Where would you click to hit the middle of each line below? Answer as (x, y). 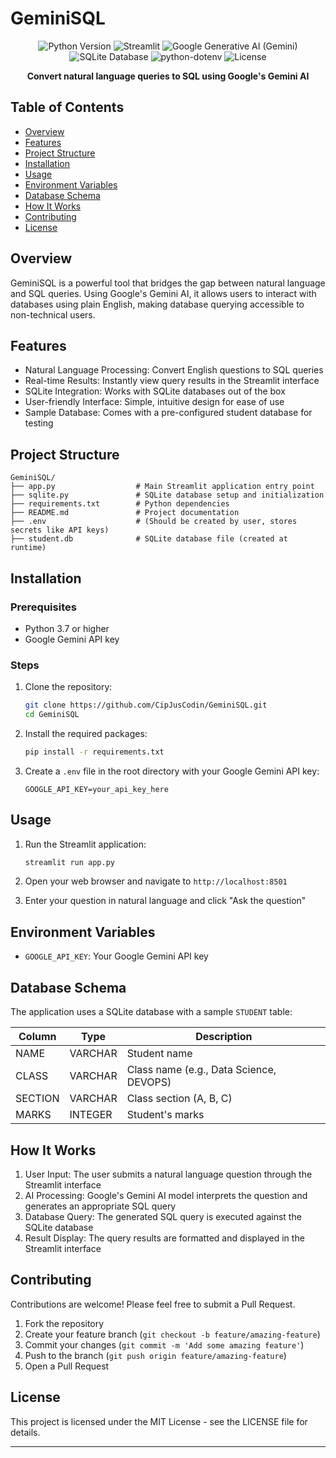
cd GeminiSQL (52, 715)
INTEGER (91, 1115)
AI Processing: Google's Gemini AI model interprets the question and (166, 1195)
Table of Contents (67, 107)
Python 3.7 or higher (67, 628)
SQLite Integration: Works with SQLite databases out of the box (155, 391)
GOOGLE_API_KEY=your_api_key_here (96, 789)
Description (224, 1037)
